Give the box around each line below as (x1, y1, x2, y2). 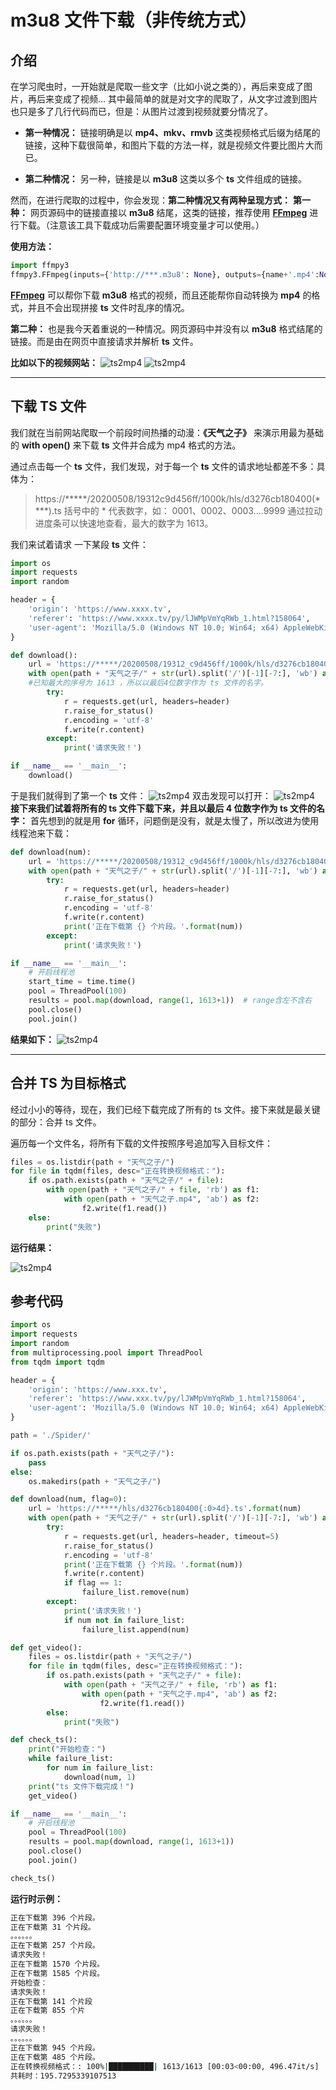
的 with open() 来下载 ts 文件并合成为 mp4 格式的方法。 (10, 439, 242, 451)
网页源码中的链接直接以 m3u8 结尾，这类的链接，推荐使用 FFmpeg (29, 207, 308, 218)
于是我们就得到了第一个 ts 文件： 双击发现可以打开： (10, 789, 272, 801)
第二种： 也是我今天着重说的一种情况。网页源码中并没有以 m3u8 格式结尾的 (10, 322, 323, 335)
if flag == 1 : (63, 1578, 123, 1588)
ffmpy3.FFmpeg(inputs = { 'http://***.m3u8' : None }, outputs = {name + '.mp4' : (10, 269, 320, 280)
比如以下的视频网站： (10, 356, 98, 368)
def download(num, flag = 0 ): (10, 1494, 128, 1505)
